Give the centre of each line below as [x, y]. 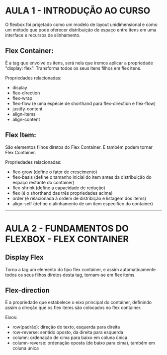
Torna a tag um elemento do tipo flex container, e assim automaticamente [81, 269]
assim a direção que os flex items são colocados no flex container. [73, 308]
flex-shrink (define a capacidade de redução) [59, 188]
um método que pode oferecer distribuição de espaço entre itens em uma [81, 29]
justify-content [27, 109]
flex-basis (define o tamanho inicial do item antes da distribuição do [82, 177]
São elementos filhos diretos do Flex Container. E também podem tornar [79, 147]
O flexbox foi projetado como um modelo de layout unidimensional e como [81, 24]
